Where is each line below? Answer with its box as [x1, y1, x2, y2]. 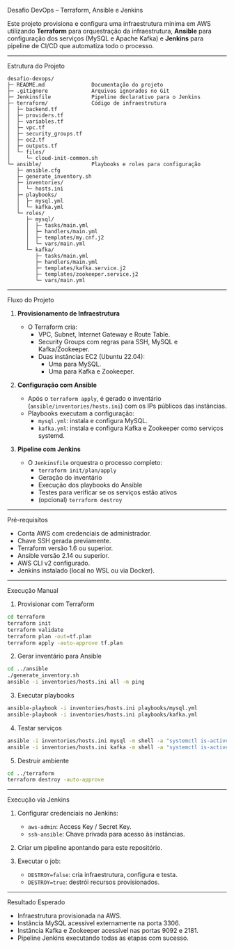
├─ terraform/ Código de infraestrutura [7, 100, 167, 107]
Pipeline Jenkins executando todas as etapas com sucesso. [17, 934, 189, 942]
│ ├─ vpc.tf [7, 124, 45, 131]
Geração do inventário [38, 473, 102, 481]
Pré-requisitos [7, 516, 49, 524]
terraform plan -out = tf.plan [7, 633, 92, 640]
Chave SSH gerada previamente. [17, 537, 111, 545]
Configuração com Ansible [17, 381, 97, 389]
